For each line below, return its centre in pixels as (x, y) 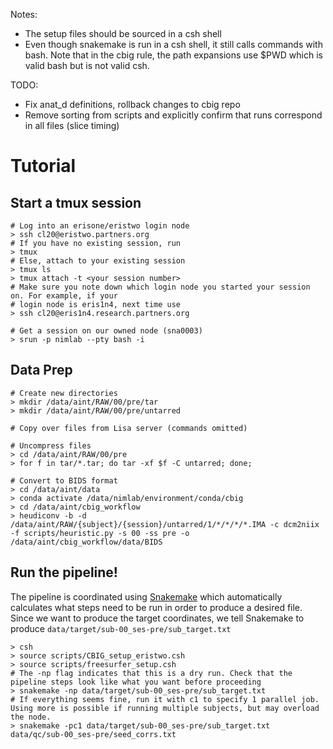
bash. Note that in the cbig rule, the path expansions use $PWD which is (173, 55)
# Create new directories (64, 393)
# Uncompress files (51, 445)
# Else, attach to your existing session (98, 261)
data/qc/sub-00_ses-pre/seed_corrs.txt (93, 734)
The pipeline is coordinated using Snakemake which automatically (146, 596)
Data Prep (41, 370)
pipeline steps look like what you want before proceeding (136, 682)
